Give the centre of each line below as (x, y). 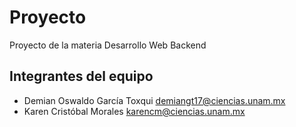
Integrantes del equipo (81, 76)
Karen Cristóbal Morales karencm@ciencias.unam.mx (134, 111)
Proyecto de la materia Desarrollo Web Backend (108, 45)
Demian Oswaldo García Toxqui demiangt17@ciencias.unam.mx (154, 100)
